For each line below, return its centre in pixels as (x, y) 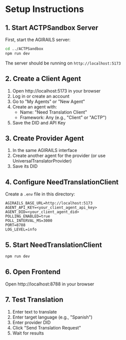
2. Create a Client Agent (43, 79)
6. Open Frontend (33, 272)
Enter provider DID (31, 322)
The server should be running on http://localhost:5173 (63, 63)
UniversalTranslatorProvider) (42, 161)
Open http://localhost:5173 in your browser (56, 90)
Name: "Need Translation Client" (53, 112)
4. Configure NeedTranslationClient (62, 182)
